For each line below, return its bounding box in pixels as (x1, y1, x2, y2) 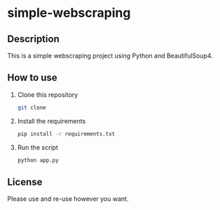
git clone (17, 104, 47, 111)
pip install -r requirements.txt (17, 130, 116, 138)
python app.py (17, 157, 59, 164)
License (7, 176, 43, 188)
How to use (7, 72, 57, 84)
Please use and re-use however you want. (7, 195, 129, 203)
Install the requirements (17, 117, 86, 125)
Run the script (17, 143, 58, 152)
